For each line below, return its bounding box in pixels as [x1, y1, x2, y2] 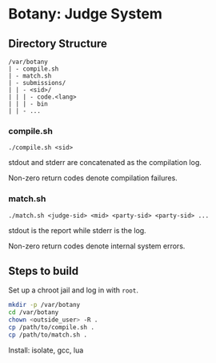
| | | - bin [8, 100, 48, 108]
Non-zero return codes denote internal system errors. [8, 241, 186, 251]
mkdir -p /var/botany [8, 301, 81, 309]
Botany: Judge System [8, 5, 162, 23]
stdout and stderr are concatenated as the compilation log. [8, 158, 202, 167]
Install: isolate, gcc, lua [8, 345, 84, 355]
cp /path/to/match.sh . [8, 330, 88, 339]
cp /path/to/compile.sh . [8, 324, 94, 332]
